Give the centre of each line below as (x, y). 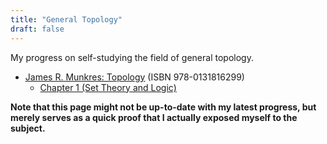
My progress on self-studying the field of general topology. (132, 57)
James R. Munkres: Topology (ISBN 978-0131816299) (134, 77)
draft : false (37, 29)
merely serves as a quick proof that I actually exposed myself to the (154, 117)
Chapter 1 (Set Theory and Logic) (108, 87)
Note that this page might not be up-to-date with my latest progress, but (163, 107)
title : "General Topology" (66, 19)
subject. (28, 128)
